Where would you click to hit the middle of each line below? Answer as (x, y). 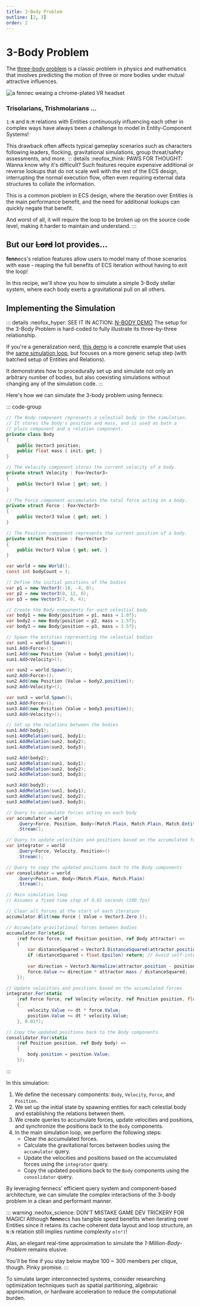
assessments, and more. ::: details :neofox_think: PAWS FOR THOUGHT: (94, 158)
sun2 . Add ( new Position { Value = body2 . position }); (70, 681)
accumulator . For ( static (36, 933)
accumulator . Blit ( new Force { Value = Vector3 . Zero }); (77, 917)
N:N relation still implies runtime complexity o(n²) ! (67, 1231)
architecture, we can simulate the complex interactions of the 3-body (91, 1194)
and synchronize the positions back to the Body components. (89, 1126)
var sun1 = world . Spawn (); (40, 643)
